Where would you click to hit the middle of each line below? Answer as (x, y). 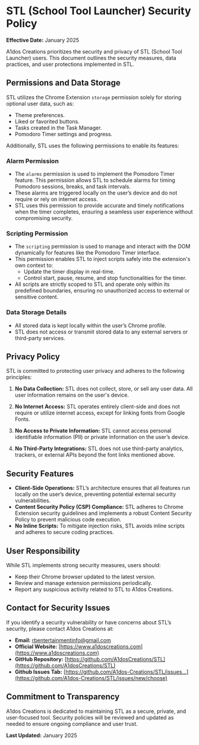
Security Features (40, 474)
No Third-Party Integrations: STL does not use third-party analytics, (99, 449)
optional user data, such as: (40, 103)
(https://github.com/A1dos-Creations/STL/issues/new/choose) (91, 678)
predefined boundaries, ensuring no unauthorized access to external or (102, 291)
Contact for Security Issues (58, 608)
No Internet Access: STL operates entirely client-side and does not (97, 407)
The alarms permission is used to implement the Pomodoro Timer (94, 174)
